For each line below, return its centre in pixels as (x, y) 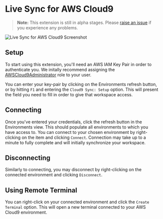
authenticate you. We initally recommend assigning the (60, 69)
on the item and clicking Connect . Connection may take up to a (84, 137)
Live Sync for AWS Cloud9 (59, 9)
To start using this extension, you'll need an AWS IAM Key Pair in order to (78, 64)
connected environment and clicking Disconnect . (54, 175)
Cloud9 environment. (26, 212)
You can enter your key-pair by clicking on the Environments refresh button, (81, 84)
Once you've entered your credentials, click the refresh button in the (73, 122)
